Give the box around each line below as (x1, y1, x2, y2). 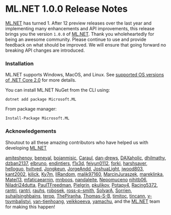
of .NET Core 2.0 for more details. (5, 77, 77, 83)
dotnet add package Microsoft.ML (5, 97, 77, 102)
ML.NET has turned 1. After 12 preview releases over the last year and (5, 20, 152, 26)
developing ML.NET (5, 144, 47, 151)
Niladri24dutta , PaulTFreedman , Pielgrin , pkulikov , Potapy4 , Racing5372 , (5, 182, 158, 188)
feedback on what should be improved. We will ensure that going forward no (5, 41, 166, 48)
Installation (5, 60, 34, 67)
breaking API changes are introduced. (5, 47, 85, 53)
